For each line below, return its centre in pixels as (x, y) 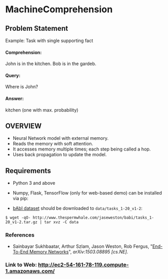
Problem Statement (37, 28)
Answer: (15, 99)
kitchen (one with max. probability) (42, 110)
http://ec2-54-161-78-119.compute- (83, 265)
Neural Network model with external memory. (61, 138)
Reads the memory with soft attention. (53, 144)
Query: (13, 75)
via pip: (20, 199)
